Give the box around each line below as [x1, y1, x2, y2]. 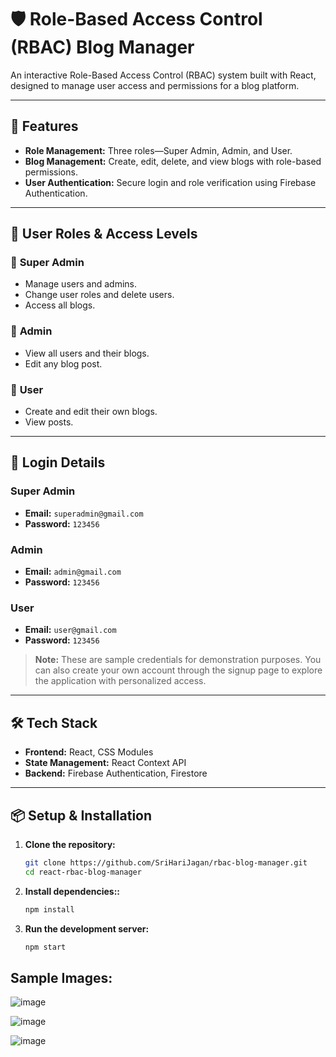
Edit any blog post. [24, 357, 103, 370]
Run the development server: [24, 922, 150, 935]
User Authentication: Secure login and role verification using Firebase [24, 176, 317, 188]
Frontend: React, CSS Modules [24, 746, 154, 758]
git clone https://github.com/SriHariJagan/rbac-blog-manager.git [24, 857, 308, 868]
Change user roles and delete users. [24, 289, 175, 301]
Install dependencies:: [24, 885, 121, 897]
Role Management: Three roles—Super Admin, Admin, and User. [24, 144, 293, 156]
